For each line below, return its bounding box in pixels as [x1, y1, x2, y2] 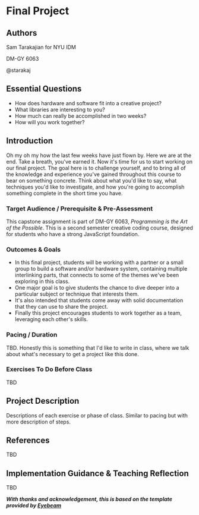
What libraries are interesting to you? [14, 106, 105, 113]
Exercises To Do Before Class [6, 365, 93, 373]
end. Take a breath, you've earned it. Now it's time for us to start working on [6, 158, 193, 165]
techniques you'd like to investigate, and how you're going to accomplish [6, 183, 185, 190]
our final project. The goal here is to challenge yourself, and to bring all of [6, 164, 186, 171]
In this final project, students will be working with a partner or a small [14, 259, 184, 266]
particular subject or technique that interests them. [14, 290, 140, 298]
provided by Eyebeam [6, 502, 61, 509]
